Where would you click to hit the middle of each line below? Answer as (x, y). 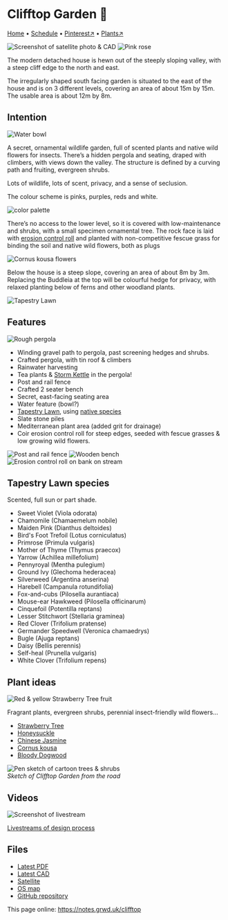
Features (27, 322)
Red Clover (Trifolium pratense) (62, 623)
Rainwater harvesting (47, 367)
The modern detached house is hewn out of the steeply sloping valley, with (114, 60)
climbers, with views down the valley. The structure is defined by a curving (114, 162)
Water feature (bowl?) (48, 404)
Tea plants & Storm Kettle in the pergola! (75, 374)
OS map (29, 888)
